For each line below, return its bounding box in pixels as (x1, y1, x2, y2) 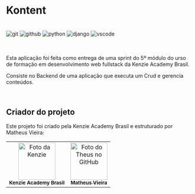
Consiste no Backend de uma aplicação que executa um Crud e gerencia (6, 72, 184, 79)
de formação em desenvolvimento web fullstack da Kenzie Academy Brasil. (6, 61, 190, 68)
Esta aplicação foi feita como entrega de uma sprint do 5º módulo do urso (6, 54, 186, 61)
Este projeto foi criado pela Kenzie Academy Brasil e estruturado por (6, 123, 173, 130)
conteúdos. (6, 78, 34, 85)
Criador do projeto (6, 107, 75, 117)
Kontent (6, 4, 46, 17)
